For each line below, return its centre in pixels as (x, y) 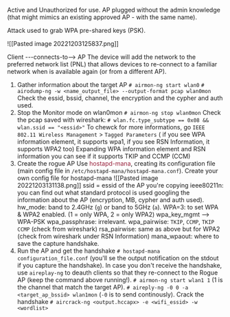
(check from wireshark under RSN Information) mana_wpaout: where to (118, 236)
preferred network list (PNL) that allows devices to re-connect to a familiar (112, 64)
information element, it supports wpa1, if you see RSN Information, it (113, 142)
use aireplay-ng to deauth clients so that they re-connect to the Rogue (117, 272)
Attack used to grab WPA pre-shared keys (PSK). (77, 30)
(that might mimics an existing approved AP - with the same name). (102, 17)
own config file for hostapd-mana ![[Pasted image (88, 178)
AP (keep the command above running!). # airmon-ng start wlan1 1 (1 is (120, 280)
